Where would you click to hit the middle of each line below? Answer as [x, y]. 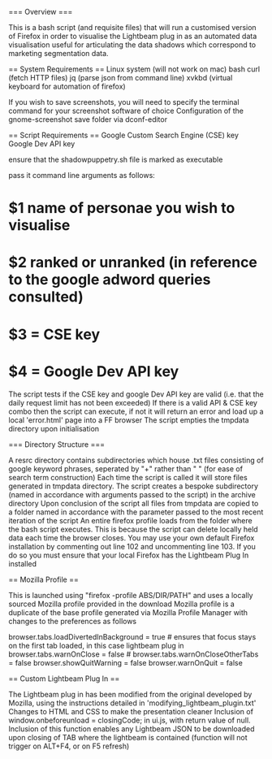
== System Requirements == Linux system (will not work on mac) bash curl [134, 69]
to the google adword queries [110, 280]
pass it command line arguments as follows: [82, 175]
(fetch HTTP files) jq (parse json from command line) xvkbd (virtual [121, 78]
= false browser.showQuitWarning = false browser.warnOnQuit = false [126, 662]
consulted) [46, 297]
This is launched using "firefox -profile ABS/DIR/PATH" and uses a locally [131, 595]
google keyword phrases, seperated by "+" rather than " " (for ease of [126, 468]
